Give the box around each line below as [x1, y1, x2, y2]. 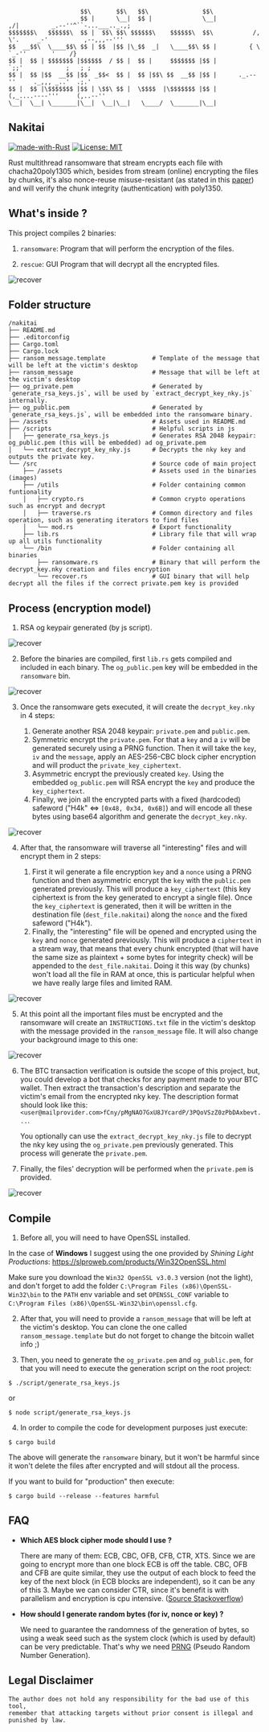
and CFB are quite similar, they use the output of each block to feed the [19, 1568, 257, 1578]
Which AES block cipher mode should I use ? [19, 1535, 173, 1545]
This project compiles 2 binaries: [8, 228, 116, 237]
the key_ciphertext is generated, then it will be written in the [31, 901, 232, 911]
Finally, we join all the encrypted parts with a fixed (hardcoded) [31, 794, 241, 804]
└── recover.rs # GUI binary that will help [37, 573, 250, 581]
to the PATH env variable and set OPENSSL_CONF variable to [43, 1290, 229, 1299]
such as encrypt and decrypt [8, 503, 106, 511]
